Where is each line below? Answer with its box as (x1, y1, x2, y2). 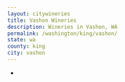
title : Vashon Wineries (7, 17, 77, 24)
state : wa (7, 36, 37, 43)
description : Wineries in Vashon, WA (7, 23, 118, 30)
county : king (7, 43, 46, 50)
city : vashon (7, 50, 46, 57)
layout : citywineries (7, 10, 71, 18)
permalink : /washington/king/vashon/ (7, 29, 118, 37)
